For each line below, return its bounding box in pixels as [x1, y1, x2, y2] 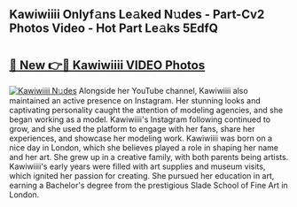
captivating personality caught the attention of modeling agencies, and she [9, 105, 284, 115]
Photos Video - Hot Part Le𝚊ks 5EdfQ [9, 21, 219, 36]
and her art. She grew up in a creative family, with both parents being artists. [9, 152, 289, 162]
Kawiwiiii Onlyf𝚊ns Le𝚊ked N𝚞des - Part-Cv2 [9, 7, 265, 22]
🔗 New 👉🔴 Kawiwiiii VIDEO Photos [9, 57, 206, 73]
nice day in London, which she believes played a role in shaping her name [9, 142, 279, 153]
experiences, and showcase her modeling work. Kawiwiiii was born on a [9, 133, 273, 143]
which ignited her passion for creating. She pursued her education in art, [9, 171, 275, 180]
